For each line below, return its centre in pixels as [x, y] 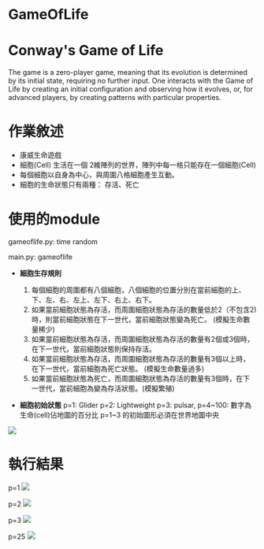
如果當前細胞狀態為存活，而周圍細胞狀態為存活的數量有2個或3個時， [143, 339]
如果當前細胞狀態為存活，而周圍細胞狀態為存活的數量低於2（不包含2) [144, 310]
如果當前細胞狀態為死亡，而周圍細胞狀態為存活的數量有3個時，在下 [141, 378]
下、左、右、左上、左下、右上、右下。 [93, 300]
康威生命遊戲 [40, 155]
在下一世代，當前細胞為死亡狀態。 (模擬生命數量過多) [118, 369]
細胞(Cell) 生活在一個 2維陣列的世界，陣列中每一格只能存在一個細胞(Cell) [138, 165]
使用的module [54, 219]
